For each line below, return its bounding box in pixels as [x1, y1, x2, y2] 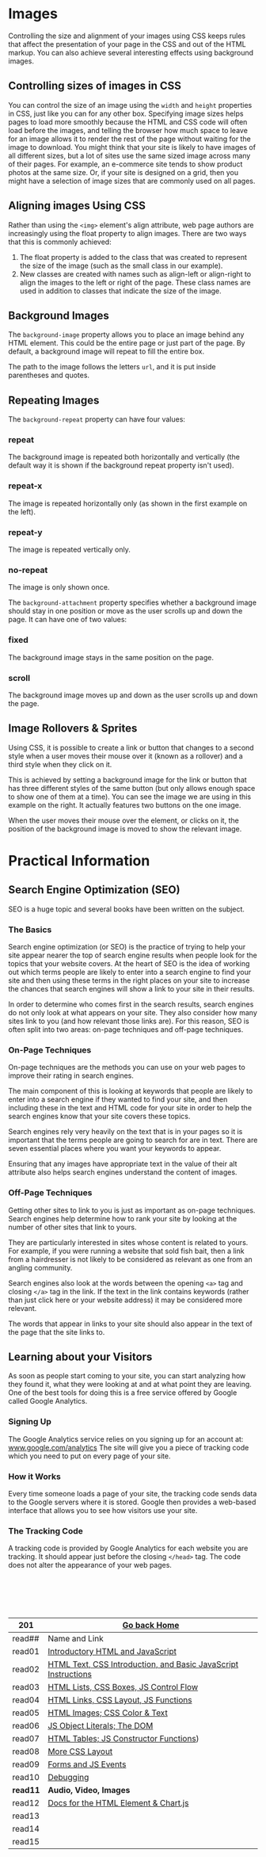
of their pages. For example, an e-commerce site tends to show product [8, 159, 243, 169]
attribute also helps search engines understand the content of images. [8, 1167, 237, 1177]
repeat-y [8, 526, 43, 537]
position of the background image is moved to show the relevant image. [8, 823, 242, 833]
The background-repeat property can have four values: [8, 415, 186, 424]
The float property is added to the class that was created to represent [19, 252, 248, 262]
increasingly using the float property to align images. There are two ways [8, 228, 247, 238]
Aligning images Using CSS [8, 199, 146, 212]
